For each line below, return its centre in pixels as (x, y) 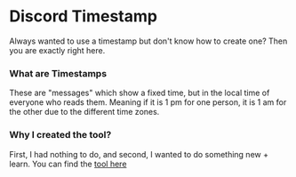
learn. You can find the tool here (68, 164)
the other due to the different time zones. (84, 112)
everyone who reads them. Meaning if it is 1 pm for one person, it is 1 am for (148, 102)
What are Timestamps (58, 73)
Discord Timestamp (84, 16)
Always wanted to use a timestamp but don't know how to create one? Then (148, 41)
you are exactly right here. (57, 50)
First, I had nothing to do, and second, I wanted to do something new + (139, 154)
